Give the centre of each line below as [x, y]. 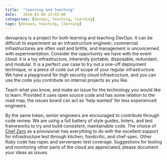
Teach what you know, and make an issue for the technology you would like [83, 90]
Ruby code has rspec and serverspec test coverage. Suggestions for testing [84, 142]
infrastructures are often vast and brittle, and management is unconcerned [82, 48]
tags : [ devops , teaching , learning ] [43, 24]
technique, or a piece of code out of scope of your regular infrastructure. [80, 70]
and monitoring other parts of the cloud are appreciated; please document [82, 147]
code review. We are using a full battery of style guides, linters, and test [79, 121]
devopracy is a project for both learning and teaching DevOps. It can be [79, 38]
